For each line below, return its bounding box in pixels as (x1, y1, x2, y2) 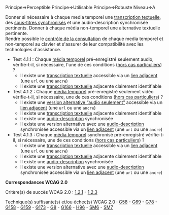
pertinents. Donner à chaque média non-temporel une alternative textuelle (5, 25, 161, 31)
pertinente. (5, 30, 28, 36)
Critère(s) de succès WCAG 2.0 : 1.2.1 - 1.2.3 (5, 189, 98, 195)
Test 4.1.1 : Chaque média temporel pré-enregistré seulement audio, (12, 56, 154, 62)
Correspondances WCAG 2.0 (5, 180, 68, 185)
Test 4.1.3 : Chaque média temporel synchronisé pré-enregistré (12, 132, 145, 137)
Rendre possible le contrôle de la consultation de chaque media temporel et (5, 35, 163, 42)
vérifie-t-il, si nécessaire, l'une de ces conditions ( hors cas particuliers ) (12, 62, 162, 67)
